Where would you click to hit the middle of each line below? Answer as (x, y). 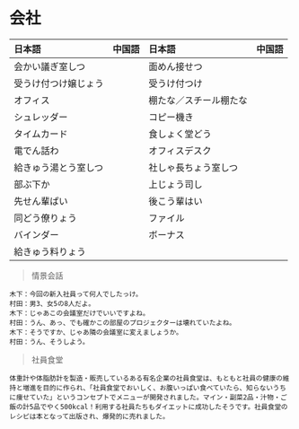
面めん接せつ (176, 66)
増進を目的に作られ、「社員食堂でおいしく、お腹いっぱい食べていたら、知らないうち (154, 388)
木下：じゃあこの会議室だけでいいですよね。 (79, 313)
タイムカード (41, 134)
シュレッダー (41, 117)
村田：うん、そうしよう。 (49, 342)
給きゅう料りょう (50, 251)
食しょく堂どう (180, 134)
